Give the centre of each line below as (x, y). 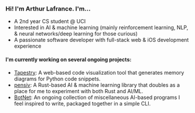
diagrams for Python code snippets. (57, 79)
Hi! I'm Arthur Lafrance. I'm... (48, 9)
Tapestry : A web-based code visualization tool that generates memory (99, 72)
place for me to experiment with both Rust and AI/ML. (78, 91)
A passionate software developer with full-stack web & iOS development (101, 40)
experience (28, 46)
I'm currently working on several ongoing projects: (69, 59)
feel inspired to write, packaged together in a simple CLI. (82, 103)
